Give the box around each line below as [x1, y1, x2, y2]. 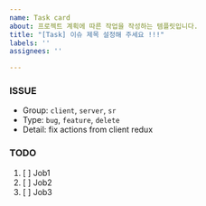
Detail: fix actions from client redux [22, 124, 154, 136]
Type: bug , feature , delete [22, 115, 120, 126]
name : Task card [9, 13, 70, 23]
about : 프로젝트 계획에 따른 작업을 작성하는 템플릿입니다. [9, 22, 199, 31]
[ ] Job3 [22, 186, 52, 197]
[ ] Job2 [22, 177, 52, 188]
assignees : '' [9, 47, 63, 56]
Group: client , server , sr [22, 105, 117, 116]
